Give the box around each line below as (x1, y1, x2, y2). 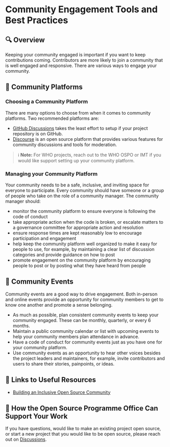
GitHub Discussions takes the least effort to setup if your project (12, 125, 148, 131)
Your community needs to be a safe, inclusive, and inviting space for (5, 182, 150, 188)
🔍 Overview (5, 35, 45, 44)
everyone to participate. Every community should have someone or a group (5, 187, 164, 193)
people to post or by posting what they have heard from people (12, 262, 146, 268)
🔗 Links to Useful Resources (5, 375, 96, 385)
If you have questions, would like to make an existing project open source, (5, 425, 161, 432)
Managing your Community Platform (5, 170, 98, 177)
